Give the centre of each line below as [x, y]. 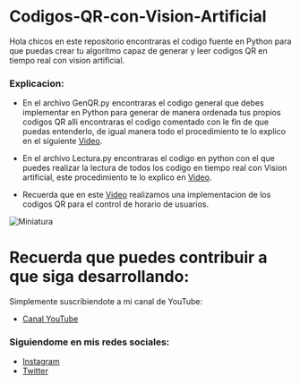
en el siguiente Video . [62, 141]
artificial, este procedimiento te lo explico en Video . [117, 177]
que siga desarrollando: [99, 277]
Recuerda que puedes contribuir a [138, 258]
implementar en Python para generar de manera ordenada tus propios [151, 113]
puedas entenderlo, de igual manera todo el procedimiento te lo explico [154, 132]
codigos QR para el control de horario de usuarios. [115, 204]
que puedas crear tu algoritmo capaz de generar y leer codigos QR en [139, 50]
